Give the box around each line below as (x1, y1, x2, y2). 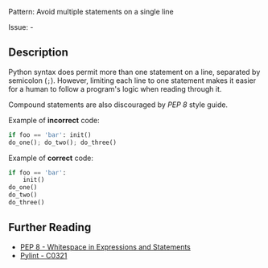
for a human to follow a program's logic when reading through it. (8, 84, 222, 93)
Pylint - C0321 (19, 250, 68, 260)
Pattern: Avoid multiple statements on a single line (8, 7, 175, 16)
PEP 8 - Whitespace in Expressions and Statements (19, 241, 191, 252)
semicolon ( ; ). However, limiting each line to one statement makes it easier (8, 76, 256, 85)
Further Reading (8, 221, 92, 234)
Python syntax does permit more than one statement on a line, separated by (8, 67, 261, 76)
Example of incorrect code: (8, 115, 101, 125)
